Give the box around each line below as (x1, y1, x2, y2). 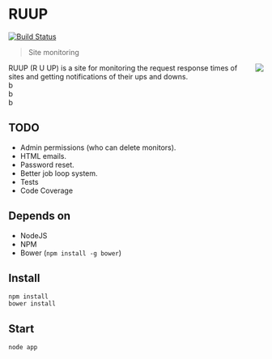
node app (8, 344, 38, 352)
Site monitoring (28, 47, 79, 57)
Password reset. (19, 160, 74, 169)
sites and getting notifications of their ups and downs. (8, 71, 189, 81)
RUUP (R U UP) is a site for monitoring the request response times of (8, 62, 238, 73)
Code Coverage (19, 186, 74, 195)
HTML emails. (19, 151, 67, 160)
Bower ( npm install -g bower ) (19, 248, 122, 258)
